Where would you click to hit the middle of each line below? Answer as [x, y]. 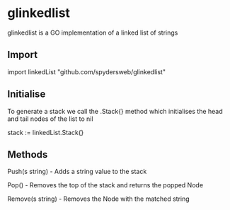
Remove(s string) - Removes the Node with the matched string [98, 199]
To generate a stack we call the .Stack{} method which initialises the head [115, 111]
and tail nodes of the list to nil [50, 119]
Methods [28, 154]
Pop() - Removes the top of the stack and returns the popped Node [105, 185]
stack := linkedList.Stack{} [46, 132]
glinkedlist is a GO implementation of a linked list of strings [93, 33]
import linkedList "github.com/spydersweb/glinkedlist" [87, 71]
